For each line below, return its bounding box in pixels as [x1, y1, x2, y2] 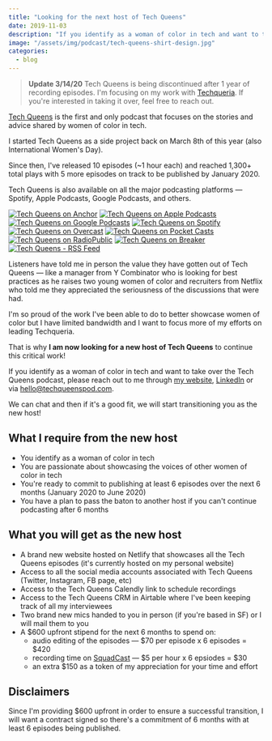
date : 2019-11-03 [8, 21, 67, 30]
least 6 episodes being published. [8, 723, 121, 733]
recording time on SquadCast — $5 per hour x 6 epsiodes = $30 [32, 653, 248, 662]
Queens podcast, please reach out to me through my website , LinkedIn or [8, 375, 253, 385]
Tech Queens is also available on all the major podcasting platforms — [8, 185, 243, 194]
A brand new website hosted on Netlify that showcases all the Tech [19, 549, 245, 559]
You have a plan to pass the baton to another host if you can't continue [19, 496, 257, 505]
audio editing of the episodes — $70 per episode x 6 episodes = [32, 636, 247, 645]
